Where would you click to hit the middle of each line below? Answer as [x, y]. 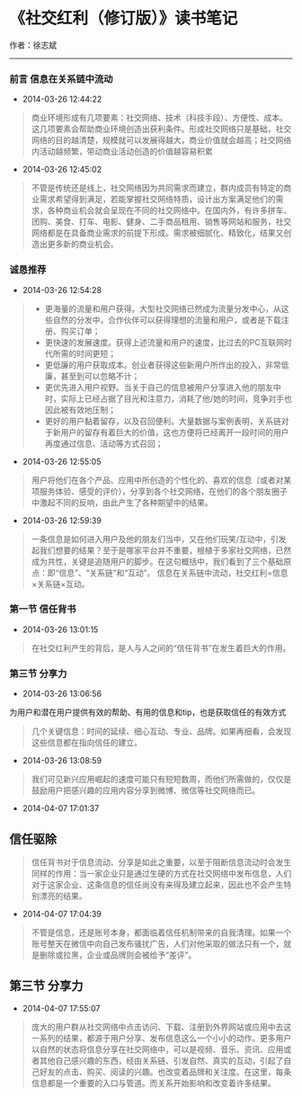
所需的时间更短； [84, 353]
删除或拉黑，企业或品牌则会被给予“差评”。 [118, 955]
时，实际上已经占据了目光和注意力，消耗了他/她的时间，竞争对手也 [168, 398]
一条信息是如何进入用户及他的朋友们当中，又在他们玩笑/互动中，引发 [159, 539]
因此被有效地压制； [80, 409]
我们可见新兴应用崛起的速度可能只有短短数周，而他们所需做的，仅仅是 [161, 780]
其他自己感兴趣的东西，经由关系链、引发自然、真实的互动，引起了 [161, 1060]
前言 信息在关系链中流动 [61, 79]
